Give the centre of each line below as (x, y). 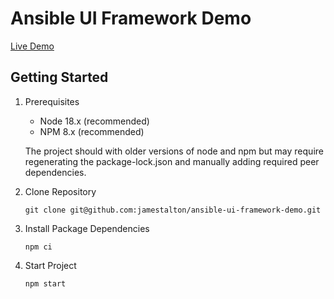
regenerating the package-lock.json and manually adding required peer (172, 161)
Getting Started (59, 77)
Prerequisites (52, 101)
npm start (45, 283)
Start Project (50, 265)
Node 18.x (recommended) (94, 121)
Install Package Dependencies (87, 228)
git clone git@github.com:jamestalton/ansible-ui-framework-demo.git (173, 210)
